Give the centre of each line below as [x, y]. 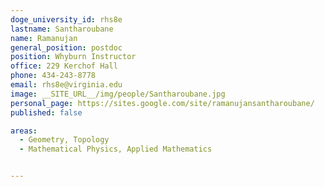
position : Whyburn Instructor [73, 57]
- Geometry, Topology [64, 140]
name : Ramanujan [44, 38]
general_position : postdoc [66, 47]
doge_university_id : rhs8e [66, 19]
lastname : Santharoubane [62, 29]
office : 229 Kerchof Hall [64, 66]
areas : [24, 131]
